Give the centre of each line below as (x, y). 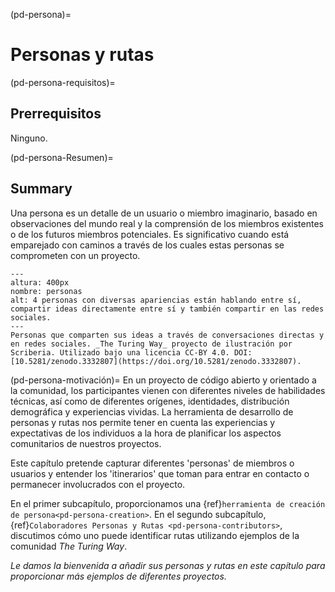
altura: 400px (40, 282)
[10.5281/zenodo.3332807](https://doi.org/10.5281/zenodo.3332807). (156, 361)
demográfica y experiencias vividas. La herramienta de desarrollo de (152, 411)
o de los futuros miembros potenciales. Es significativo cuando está (150, 234)
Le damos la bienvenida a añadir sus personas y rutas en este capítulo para (168, 565)
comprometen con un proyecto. (75, 255)
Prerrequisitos (56, 114)
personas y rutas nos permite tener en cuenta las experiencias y (143, 422)
